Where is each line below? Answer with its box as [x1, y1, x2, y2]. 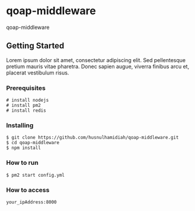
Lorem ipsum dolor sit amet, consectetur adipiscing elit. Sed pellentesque [6, 56, 186, 63]
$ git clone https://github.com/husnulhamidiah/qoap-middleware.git [6, 135, 179, 141]
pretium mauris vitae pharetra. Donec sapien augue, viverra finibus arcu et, [6, 63, 190, 70]
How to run [6, 158, 39, 167]
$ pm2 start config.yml [6, 172, 65, 178]
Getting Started [6, 41, 65, 51]
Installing [6, 121, 34, 129]
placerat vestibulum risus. [6, 69, 69, 76]
